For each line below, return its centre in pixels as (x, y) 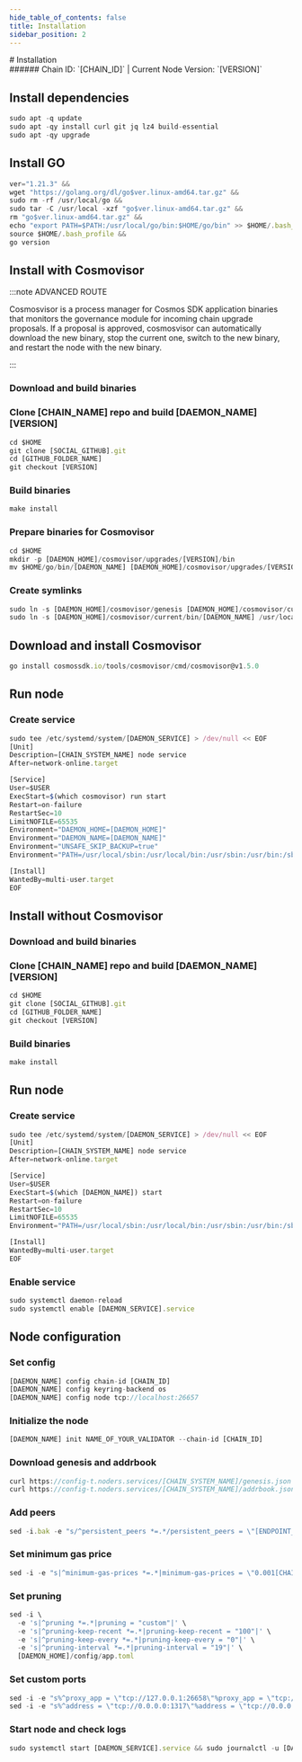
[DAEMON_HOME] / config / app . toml (76, 1656)
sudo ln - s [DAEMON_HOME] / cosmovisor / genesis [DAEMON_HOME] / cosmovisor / (148, 609)
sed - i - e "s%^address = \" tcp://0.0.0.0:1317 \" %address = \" (128, 1706)
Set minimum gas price (61, 1554)
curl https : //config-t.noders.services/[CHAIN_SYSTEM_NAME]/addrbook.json (152, 1490)
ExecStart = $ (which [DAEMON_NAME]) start (86, 1192)
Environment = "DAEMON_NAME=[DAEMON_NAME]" (88, 838)
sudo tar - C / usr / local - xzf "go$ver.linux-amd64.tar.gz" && (126, 209)
